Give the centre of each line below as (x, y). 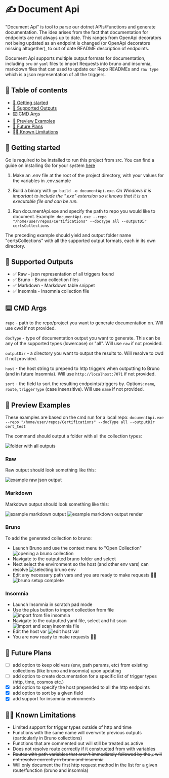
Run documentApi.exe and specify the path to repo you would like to (84, 211)
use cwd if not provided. (31, 328)
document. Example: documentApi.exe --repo (60, 216)
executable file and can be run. (45, 201)
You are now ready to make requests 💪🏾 (54, 637)
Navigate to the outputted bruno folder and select (64, 559)
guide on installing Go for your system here (50, 165)
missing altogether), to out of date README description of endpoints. (77, 48)
